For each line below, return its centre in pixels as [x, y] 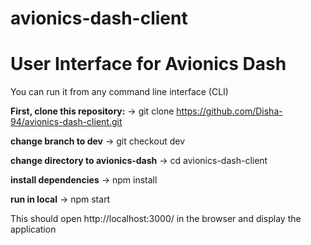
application [33, 229]
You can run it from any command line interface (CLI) [119, 92]
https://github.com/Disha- [229, 111]
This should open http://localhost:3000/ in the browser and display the [156, 219]
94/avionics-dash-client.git [66, 122]
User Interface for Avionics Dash [148, 64]
